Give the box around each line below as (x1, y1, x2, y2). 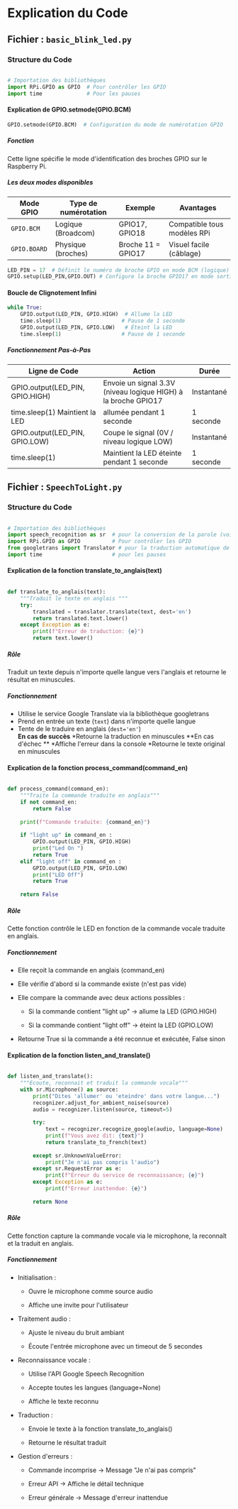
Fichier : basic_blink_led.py (7, 33, 132, 45)
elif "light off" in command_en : (20, 857, 122, 865)
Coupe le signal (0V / (103, 427, 174, 437)
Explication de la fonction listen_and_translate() (7, 1050, 151, 1059)
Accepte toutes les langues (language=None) (28, 1383, 161, 1392)
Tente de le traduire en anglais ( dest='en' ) (17, 725, 142, 733)
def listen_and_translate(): (7, 1073, 93, 1080)
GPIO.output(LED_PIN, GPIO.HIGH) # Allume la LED (20, 311, 173, 318)
